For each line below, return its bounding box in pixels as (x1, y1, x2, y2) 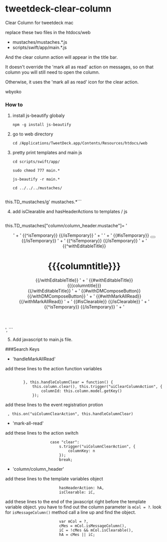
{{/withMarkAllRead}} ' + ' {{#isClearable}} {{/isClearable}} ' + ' (19, 299, 150, 305)
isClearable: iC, (59, 490, 95, 495)
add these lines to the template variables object (5, 476, 103, 482)
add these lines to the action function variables (5, 366, 102, 372)
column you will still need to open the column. (5, 69, 100, 75)
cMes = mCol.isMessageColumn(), (59, 523, 127, 528)
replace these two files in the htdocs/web (5, 29, 91, 35)
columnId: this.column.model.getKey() (41, 388, 122, 394)
